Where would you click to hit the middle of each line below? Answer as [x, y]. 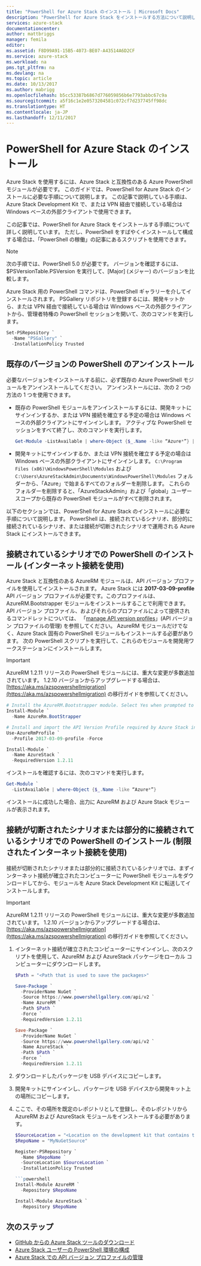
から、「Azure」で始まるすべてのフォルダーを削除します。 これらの [108, 484]
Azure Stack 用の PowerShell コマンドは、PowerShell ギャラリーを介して [96, 292]
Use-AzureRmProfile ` [33, 733]
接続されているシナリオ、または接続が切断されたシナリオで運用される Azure [100, 526]
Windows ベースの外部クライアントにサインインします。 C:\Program [98, 461]
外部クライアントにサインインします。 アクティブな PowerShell [108, 422]
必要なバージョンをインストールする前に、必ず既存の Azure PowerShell [94, 380]
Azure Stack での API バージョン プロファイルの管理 [79, 1257]
